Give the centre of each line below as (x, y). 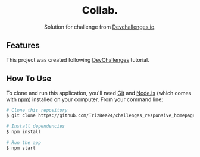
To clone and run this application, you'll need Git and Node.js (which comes (99, 93)
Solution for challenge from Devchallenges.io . (100, 27)
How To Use (29, 79)
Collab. (100, 10)
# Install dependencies (36, 126)
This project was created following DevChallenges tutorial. (78, 59)
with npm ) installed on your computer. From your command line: (85, 99)
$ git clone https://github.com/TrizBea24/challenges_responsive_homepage (101, 116)
